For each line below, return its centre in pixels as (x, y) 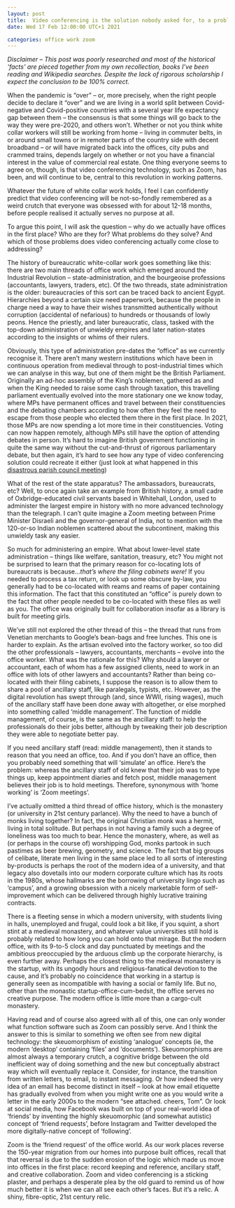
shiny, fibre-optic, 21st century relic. (59, 1197)
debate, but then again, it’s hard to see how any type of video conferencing (115, 455)
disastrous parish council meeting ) (57, 470)
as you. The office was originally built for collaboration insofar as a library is (116, 609)
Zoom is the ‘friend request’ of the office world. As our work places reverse (116, 1145)
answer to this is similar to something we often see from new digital (104, 1034)
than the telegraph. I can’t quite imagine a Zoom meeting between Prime (111, 513)
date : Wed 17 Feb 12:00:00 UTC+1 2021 (64, 27)
